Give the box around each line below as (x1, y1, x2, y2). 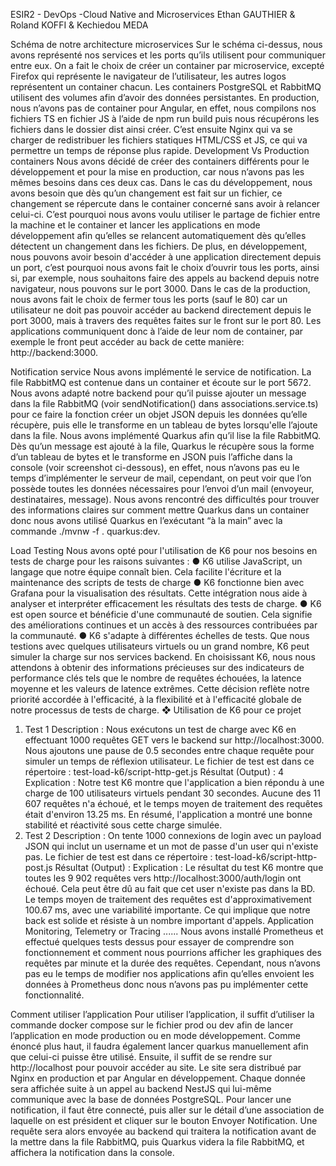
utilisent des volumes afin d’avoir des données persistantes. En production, (10, 92, 320, 103)
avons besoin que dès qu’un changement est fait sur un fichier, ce (10, 187, 283, 199)
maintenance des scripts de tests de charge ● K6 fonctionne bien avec (10, 577, 305, 588)
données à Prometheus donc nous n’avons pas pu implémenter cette (24, 979, 309, 990)
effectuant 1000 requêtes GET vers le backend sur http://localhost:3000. (24, 734, 325, 746)
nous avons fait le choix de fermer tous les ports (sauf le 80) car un (10, 294, 288, 305)
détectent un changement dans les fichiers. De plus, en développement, (10, 240, 308, 252)
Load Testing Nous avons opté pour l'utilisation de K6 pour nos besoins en (10, 545, 318, 556)
